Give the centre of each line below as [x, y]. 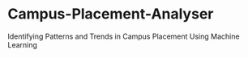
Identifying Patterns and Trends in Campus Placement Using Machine [124, 36]
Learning [23, 44]
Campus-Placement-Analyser [111, 14]
